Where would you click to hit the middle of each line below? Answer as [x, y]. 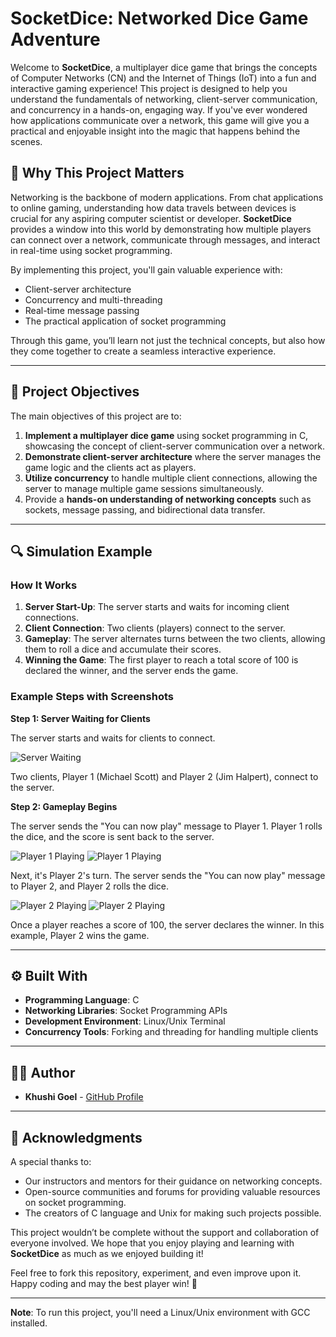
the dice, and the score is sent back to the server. [112, 836]
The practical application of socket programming [125, 321]
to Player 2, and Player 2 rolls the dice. [89, 886]
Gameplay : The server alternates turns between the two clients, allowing [175, 639]
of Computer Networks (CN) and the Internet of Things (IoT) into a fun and [163, 78]
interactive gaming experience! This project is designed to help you [149, 88]
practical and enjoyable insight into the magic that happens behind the [155, 131]
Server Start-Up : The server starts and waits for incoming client [157, 607]
